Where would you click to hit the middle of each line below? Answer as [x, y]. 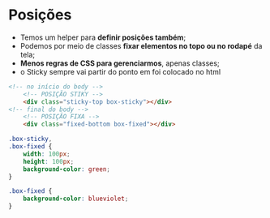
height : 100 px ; [49, 161]
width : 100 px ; [47, 154]
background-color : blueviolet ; [76, 199]
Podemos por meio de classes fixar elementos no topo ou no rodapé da [141, 45]
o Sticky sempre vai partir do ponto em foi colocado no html [120, 71]
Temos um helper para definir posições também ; [103, 37]
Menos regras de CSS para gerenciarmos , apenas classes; [120, 63]
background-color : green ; [67, 169]
